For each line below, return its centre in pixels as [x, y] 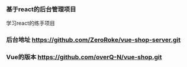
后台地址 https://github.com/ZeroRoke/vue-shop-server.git [93, 40]
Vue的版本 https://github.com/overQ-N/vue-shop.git [84, 57]
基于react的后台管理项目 [41, 9]
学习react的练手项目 [30, 23]
